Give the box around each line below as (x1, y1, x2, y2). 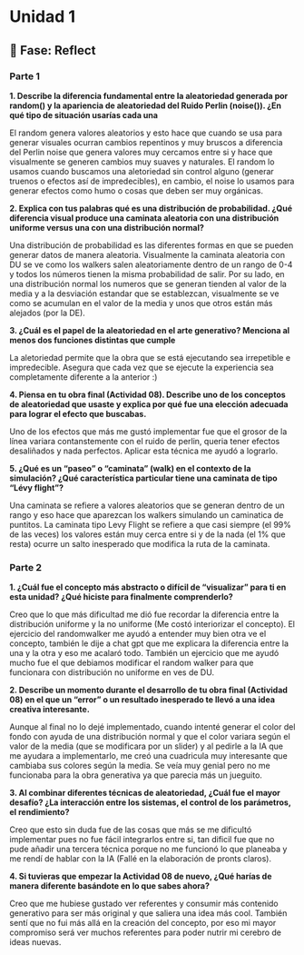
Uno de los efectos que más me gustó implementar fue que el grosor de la (9, 425, 288, 437)
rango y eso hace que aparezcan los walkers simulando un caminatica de (9, 509, 284, 520)
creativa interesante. (9, 704, 91, 715)
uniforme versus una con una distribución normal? (9, 222, 204, 233)
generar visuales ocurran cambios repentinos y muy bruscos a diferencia (9, 136, 283, 147)
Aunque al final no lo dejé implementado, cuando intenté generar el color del (9, 721, 296, 732)
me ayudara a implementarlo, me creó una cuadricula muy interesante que (9, 751, 288, 761)
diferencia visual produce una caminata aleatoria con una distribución (9, 212, 279, 224)
